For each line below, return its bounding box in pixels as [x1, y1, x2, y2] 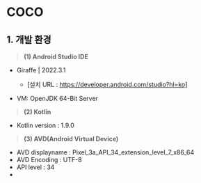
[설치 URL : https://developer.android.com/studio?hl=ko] [26, 81, 188, 88]
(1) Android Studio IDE [23, 53, 88, 61]
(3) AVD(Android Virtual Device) [23, 135, 119, 143]
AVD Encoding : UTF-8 [16, 156, 82, 164]
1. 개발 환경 [6, 33, 51, 45]
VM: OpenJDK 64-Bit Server [16, 95, 99, 102]
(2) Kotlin [23, 108, 51, 116]
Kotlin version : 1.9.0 [16, 121, 74, 129]
